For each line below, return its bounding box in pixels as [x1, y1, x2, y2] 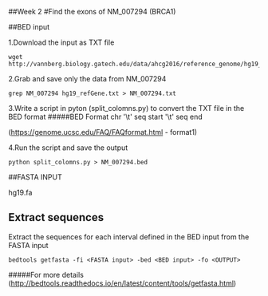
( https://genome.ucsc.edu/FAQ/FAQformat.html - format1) [8, 128, 198, 136]
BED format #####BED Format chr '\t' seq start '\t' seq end [8, 112, 203, 121]
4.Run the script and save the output [8, 143, 128, 152]
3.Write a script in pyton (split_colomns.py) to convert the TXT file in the [8, 104, 245, 112]
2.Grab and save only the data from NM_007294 [8, 74, 167, 83]
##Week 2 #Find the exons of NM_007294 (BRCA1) [8, 7, 176, 16]
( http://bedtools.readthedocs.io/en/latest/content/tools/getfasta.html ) [8, 278, 237, 288]
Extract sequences [8, 211, 104, 224]
